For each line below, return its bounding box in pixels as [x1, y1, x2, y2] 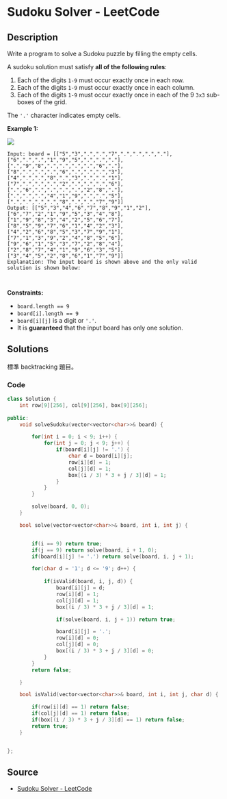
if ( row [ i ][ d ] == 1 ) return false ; [31, 704, 130, 711]
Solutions [7, 343, 49, 355]
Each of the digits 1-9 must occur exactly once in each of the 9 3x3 [16, 90, 205, 99]
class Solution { [7, 395, 57, 403]
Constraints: [7, 288, 44, 297]
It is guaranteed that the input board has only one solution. [16, 323, 183, 332]
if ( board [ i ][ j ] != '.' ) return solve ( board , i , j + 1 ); [31, 553, 194, 560]
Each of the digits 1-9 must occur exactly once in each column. [16, 84, 195, 91]
